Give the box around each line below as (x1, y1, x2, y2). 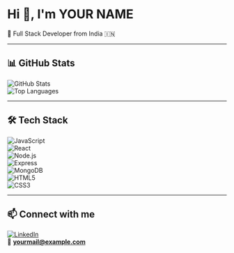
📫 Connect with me (7, 208, 95, 220)
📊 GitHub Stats (7, 57, 75, 69)
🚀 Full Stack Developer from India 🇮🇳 (7, 29, 116, 38)
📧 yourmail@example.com (7, 238, 86, 246)
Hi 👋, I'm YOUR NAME (7, 6, 134, 22)
